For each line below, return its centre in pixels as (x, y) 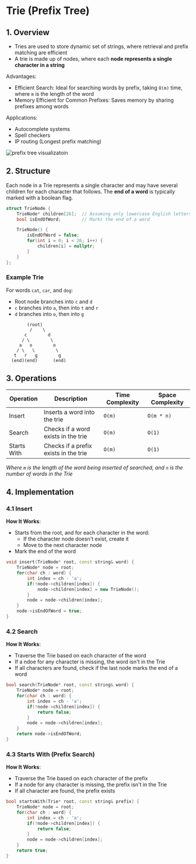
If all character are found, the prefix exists (65, 791)
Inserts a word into (69, 412)
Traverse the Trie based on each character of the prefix (81, 779)
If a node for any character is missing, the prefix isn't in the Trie (91, 784)
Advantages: (21, 76)
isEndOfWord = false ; (53, 235)
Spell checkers (32, 135)
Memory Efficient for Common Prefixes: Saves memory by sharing (94, 100)
